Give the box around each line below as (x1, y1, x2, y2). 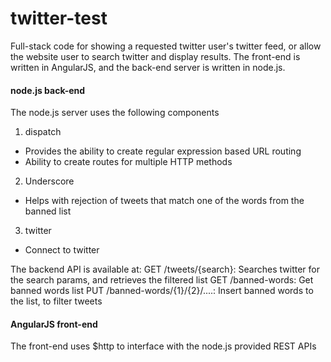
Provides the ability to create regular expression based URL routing (24, 145, 302, 157)
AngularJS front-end (10, 318, 98, 330)
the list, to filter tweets (10, 295, 103, 307)
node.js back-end (10, 84, 86, 96)
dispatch (24, 126, 62, 138)
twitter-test (10, 7, 108, 30)
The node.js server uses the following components (10, 107, 220, 119)
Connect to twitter (24, 244, 100, 256)
